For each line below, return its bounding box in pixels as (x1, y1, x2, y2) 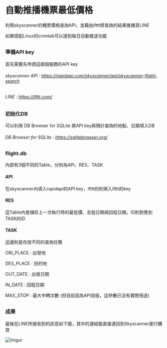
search (5, 78, 20, 84)
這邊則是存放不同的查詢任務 (5, 239, 63, 245)
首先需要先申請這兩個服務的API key (5, 61, 78, 67)
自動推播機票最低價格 (5, 5, 94, 16)
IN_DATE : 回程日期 (5, 282, 45, 288)
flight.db (5, 150, 27, 157)
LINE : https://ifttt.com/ (5, 93, 53, 99)
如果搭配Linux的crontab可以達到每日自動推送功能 (5, 33, 107, 39)
